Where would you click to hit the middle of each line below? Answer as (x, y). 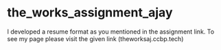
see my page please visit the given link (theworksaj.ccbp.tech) (95, 38)
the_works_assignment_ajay (90, 13)
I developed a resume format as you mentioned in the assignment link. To (111, 32)
